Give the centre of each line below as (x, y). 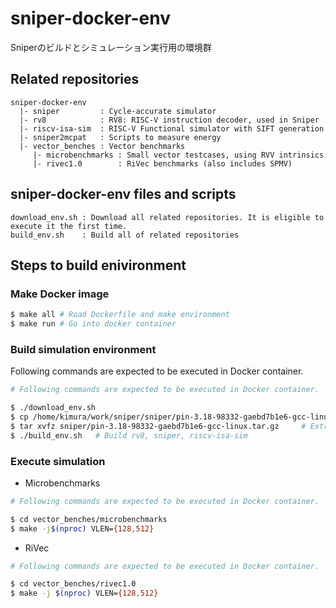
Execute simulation (58, 461)
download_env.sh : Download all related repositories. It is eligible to (167, 217)
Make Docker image (60, 294)
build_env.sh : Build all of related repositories (125, 235)
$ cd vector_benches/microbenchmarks (89, 519)
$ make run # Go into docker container (93, 324)
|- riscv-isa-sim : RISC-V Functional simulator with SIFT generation (172, 128)
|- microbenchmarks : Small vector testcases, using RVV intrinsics (178, 155)
